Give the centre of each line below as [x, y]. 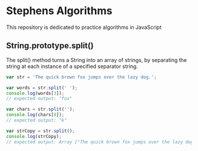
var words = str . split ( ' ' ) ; [42, 88]
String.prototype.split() [50, 46]
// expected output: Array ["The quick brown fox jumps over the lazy [95, 142]
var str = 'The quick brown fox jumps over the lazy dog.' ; [82, 77]
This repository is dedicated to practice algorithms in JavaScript [84, 27]
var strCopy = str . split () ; [41, 131]
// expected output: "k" [37, 120]
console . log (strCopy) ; [34, 136]
